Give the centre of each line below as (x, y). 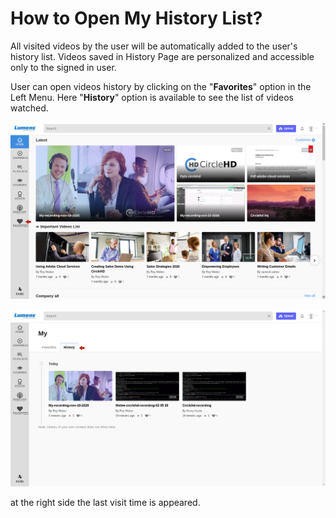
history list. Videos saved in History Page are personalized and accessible (162, 56)
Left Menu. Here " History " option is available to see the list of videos (152, 97)
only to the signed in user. (63, 67)
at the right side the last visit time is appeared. (105, 502)
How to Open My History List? (136, 18)
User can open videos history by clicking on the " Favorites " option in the (161, 86)
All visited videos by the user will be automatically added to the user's (154, 46)
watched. (29, 108)
